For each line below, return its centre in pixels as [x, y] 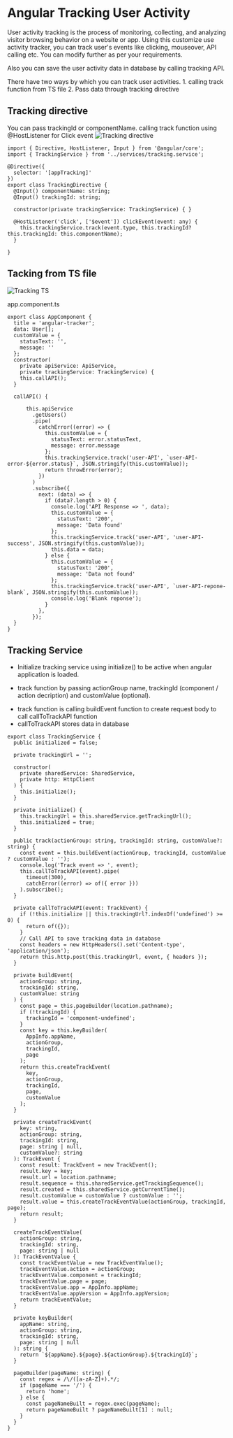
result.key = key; [46, 1172]
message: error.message [85, 446]
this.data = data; [78, 549]
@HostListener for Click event [50, 135]
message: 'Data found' [90, 525]
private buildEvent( [43, 976]
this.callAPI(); [44, 378]
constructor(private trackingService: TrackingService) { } [103, 209]
